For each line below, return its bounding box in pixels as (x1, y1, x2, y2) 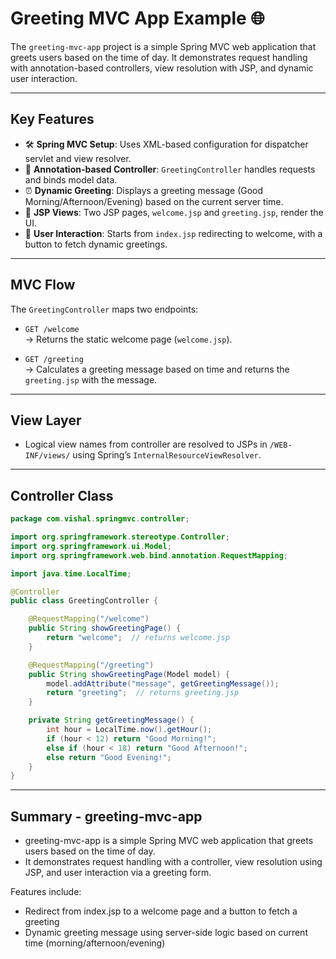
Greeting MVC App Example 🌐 (10, 7, 265, 30)
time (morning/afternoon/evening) (24, 937, 166, 949)
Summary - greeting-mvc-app (10, 808, 203, 825)
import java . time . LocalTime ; (10, 568, 132, 579)
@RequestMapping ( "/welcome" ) (28, 614, 150, 624)
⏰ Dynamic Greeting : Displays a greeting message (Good (24, 184, 264, 196)
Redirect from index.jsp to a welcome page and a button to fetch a (24, 905, 298, 917)
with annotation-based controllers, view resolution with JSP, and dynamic (10, 62, 314, 74)
